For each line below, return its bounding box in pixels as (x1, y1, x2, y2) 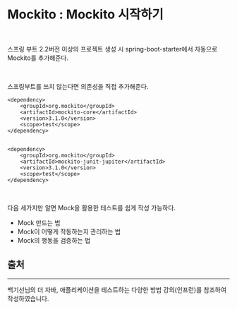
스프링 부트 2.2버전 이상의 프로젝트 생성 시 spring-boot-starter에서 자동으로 (7, 44, 218, 53)
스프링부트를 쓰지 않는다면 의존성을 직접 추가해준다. (7, 82, 149, 90)
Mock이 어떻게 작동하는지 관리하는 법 (17, 227, 121, 236)
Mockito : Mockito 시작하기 (7, 6, 164, 23)
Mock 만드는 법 (17, 218, 61, 226)
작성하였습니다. (7, 294, 49, 303)
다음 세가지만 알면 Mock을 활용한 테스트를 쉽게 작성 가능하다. (7, 203, 176, 212)
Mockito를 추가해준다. (7, 54, 69, 62)
